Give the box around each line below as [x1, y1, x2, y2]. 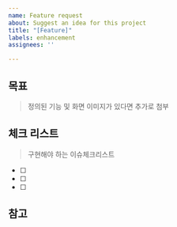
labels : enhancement [8, 33, 77, 42]
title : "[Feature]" [8, 26, 73, 34]
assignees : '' [8, 41, 55, 49]
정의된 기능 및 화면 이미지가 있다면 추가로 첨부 [27, 101, 169, 111]
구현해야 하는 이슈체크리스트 [27, 149, 115, 159]
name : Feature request [8, 11, 83, 20]
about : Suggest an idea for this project [8, 19, 147, 27]
